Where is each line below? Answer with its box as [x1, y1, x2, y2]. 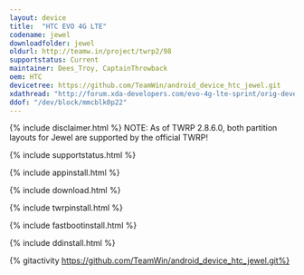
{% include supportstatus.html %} [9, 150, 137, 161]
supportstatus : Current [9, 55, 100, 64]
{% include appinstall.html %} [9, 167, 120, 178]
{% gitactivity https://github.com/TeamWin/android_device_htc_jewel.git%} [9, 255, 290, 266]
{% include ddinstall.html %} [9, 238, 116, 249]
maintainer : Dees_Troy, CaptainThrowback [9, 64, 168, 74]
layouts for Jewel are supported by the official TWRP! [9, 133, 208, 143]
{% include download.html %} [9, 185, 121, 196]
